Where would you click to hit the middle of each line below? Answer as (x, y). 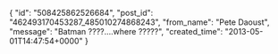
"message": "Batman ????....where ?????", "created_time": (116, 31)
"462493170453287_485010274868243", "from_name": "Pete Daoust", (139, 22)
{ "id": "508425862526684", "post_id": (81, 13)
